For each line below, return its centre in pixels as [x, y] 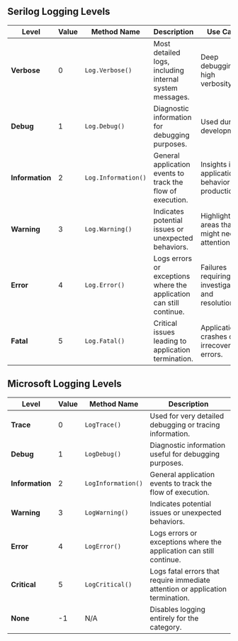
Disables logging [177, 609]
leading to [170, 341]
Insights [214, 164]
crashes [214, 336]
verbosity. [217, 83]
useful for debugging [185, 454]
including [169, 70]
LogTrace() [103, 424]
